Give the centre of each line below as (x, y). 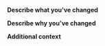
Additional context (34, 36)
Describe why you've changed (51, 23)
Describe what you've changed (52, 10)
